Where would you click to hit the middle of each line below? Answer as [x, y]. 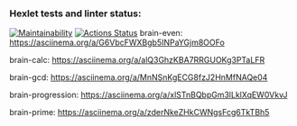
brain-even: [161, 33]
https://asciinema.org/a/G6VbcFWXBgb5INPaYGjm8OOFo [117, 42]
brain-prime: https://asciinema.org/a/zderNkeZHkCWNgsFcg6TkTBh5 [139, 112]
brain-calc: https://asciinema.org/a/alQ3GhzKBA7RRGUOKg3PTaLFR [137, 60]
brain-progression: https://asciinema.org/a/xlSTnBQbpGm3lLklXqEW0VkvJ [148, 95]
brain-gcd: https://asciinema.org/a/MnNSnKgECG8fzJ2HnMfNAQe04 [139, 77]
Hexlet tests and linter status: [75, 13]
